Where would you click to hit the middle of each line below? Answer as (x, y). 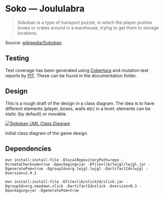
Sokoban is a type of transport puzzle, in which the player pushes (85, 22)
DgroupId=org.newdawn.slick (34, 186)
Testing (17, 58)
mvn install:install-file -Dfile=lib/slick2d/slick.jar (64, 182)
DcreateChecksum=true (28, 165)
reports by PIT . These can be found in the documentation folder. (71, 76)
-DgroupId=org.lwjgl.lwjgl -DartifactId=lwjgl (94, 169)
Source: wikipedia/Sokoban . (34, 42)
